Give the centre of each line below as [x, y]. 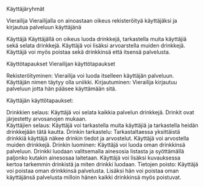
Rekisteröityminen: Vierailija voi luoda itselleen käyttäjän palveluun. [90, 75]
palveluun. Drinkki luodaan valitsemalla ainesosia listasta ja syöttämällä [95, 151]
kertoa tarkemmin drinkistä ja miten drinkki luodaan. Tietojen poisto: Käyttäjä [102, 164]
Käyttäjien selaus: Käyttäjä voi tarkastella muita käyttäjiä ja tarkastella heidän [102, 125]
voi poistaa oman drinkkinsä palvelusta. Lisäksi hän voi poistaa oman [93, 171]
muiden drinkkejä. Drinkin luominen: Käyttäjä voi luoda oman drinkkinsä [96, 145]
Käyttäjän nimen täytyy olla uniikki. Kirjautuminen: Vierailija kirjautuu [92, 82]
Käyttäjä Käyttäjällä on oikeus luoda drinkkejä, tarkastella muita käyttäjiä [97, 39]
